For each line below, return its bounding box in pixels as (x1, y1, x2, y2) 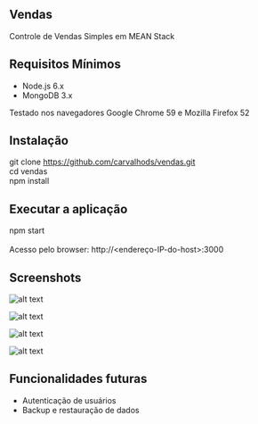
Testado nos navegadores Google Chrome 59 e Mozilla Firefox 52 (9, 107, 250, 118)
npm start (9, 225, 45, 236)
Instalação (9, 133, 69, 148)
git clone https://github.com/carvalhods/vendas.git (9, 156, 196, 168)
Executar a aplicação (9, 201, 128, 217)
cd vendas (9, 166, 48, 177)
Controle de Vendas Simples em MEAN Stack (9, 30, 175, 41)
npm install (9, 176, 50, 187)
